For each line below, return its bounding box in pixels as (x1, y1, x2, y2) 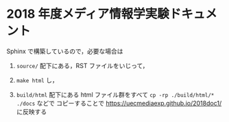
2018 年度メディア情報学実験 (6, 6, 169, 22)
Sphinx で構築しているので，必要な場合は (6, 47, 124, 55)
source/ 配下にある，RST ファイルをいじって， (16, 61, 149, 70)
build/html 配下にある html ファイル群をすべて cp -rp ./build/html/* (16, 90, 215, 99)
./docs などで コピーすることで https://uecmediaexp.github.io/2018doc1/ (16, 99, 222, 107)
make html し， (16, 76, 59, 84)
